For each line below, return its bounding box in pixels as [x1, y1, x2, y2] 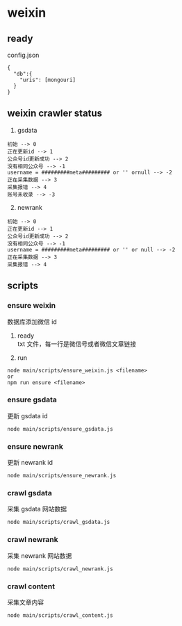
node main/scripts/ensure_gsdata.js [7, 425, 113, 432]
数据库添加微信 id [7, 318, 57, 326]
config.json [7, 51, 40, 59]
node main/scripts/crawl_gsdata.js [7, 519, 110, 526]
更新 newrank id [7, 459, 53, 467]
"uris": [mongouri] [19, 76, 76, 83]
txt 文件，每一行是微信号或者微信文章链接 [17, 339, 137, 348]
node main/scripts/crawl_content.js [7, 611, 113, 619]
